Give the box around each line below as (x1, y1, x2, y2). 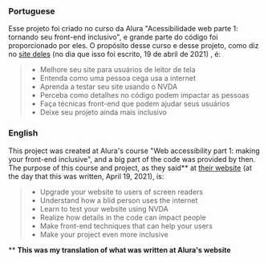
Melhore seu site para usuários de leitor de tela (39, 65, 196, 75)
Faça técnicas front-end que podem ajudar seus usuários (39, 99, 230, 109)
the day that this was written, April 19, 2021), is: (8, 171, 164, 181)
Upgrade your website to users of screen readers (39, 187, 203, 196)
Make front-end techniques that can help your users (39, 221, 213, 230)
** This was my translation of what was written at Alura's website (8, 245, 231, 254)
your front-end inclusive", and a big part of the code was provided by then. (8, 154, 256, 164)
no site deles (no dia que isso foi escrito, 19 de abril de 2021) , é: (8, 50, 221, 59)
